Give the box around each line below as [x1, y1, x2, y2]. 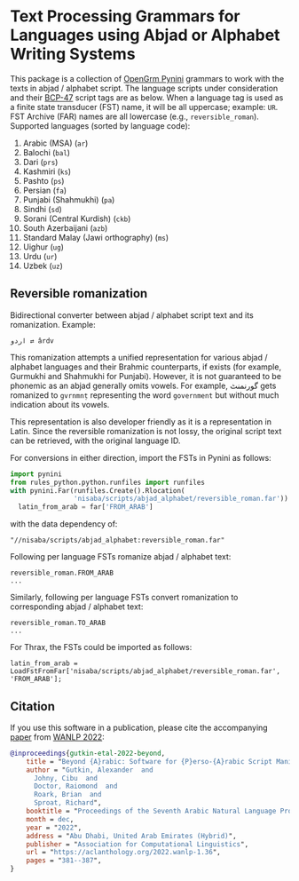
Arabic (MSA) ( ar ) [22, 138, 89, 148]
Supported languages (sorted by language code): [10, 120, 191, 131]
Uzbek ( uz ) [22, 260, 63, 271]
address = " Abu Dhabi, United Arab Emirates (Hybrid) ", [26, 831, 238, 840]
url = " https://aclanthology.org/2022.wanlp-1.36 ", [26, 848, 221, 857]
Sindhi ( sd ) [22, 203, 63, 214]
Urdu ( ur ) [22, 250, 58, 261]
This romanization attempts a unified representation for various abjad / [10, 352, 269, 362]
